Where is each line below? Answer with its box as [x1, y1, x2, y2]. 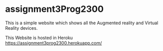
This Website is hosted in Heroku [5, 35, 73, 41]
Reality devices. [5, 25, 38, 31]
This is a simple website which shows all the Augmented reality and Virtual [5, 20, 159, 26]
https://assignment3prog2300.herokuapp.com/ [5, 40, 102, 46]
